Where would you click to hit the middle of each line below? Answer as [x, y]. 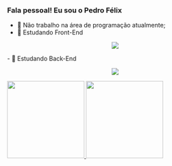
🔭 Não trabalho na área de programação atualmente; [91, 25]
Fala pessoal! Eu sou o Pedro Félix [64, 10]
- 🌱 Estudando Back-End [42, 59]
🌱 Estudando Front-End [50, 32]
